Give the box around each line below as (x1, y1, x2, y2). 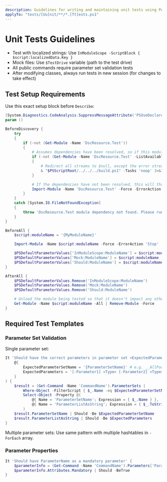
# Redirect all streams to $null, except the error (40, 164, 150, 169)
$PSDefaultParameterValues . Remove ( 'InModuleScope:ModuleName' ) (14, 278, 148, 283)
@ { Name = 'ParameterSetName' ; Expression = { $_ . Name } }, (31, 397, 159, 402)
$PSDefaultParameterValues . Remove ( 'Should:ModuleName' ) (14, 287, 133, 292)
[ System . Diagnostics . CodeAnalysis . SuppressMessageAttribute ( (5, 113, 135, 118)
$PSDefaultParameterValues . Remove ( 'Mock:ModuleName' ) (14, 283, 128, 288)
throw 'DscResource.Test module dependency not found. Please (23, 210, 155, 215)
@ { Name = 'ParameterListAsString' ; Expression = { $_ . (31, 402, 150, 407)
